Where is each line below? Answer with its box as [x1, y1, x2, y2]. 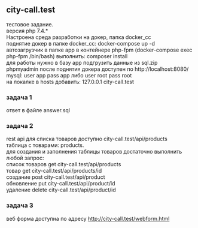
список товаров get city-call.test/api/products [6, 161, 121, 168]
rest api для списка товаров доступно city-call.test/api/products [6, 135, 167, 143]
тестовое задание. [6, 20, 54, 28]
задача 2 [6, 122, 33, 130]
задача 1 [6, 93, 32, 101]
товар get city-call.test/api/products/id [6, 167, 102, 175]
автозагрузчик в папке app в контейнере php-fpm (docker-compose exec [6, 46, 193, 53]
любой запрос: [6, 154, 44, 161]
